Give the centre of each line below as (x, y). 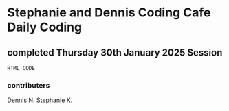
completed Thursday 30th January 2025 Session (115, 52)
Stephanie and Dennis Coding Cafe (109, 13)
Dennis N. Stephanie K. (40, 100)
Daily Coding (45, 27)
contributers (29, 85)
